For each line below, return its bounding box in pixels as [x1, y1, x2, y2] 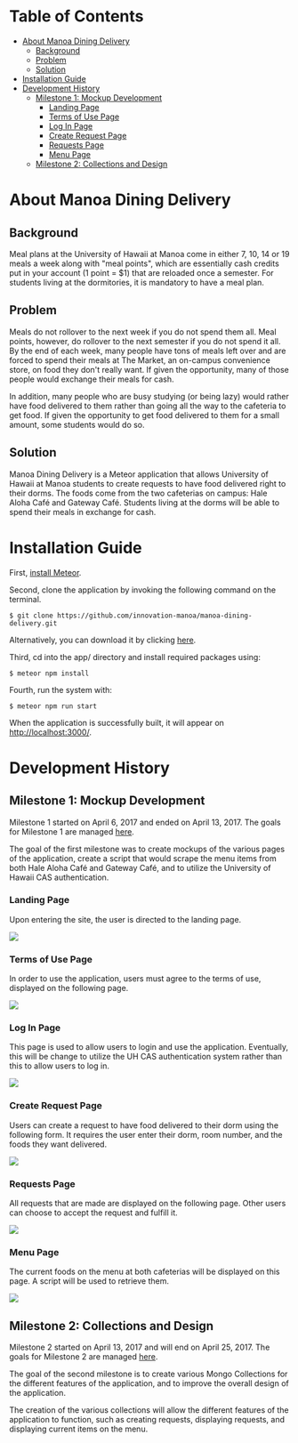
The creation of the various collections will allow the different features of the [9, 1405, 289, 1415]
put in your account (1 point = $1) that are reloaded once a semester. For [9, 267, 274, 278]
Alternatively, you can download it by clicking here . [9, 634, 197, 645]
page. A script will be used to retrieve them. [9, 1276, 169, 1286]
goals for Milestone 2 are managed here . [9, 1351, 158, 1362]
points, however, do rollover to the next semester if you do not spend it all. [9, 335, 282, 346]
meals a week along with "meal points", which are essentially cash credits [9, 258, 280, 269]
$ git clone [9, 611, 53, 620]
